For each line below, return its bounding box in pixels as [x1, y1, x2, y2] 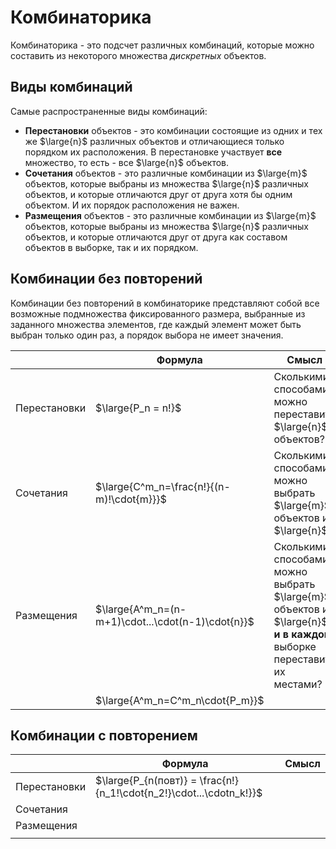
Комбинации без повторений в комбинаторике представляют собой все [10, 297, 320, 309]
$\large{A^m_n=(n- [95, 602, 187, 616]
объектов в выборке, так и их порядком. [24, 241, 199, 253]
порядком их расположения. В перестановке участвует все [24, 146, 283, 158]
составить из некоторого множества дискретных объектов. [10, 49, 267, 61]
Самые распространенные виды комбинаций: [10, 105, 208, 117]
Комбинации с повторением [10, 727, 198, 744]
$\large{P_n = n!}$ [95, 401, 182, 415]
